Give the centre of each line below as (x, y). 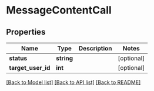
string (64, 58)
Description (95, 48)
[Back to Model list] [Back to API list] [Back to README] (73, 82)
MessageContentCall (59, 10)
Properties (26, 32)
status (18, 58)
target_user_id (30, 68)
